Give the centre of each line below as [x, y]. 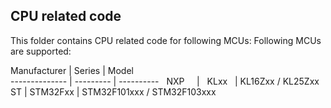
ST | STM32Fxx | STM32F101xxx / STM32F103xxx [113, 91]
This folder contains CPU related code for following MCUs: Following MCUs [166, 40]
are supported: [41, 51]
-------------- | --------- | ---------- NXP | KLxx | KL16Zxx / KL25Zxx [165, 81]
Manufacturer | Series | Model [72, 70]
